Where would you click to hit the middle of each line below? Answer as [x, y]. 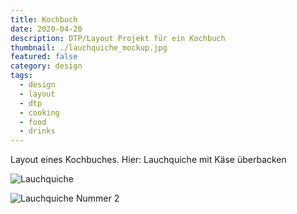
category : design [46, 66]
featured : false [44, 57]
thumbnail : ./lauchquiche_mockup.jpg [89, 47]
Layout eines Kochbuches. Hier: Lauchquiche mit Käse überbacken [148, 160]
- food [33, 122]
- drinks [37, 131]
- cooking [39, 112]
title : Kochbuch [44, 19]
